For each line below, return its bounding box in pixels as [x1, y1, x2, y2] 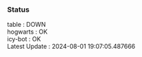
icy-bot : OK [7, 35, 41, 43]
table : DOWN [7, 21, 46, 29]
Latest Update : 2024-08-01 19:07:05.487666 [7, 43, 136, 51]
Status [7, 5, 29, 14]
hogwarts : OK [7, 27, 48, 36]
